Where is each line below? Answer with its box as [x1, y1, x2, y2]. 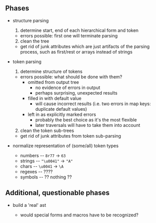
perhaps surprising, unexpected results [35, 90, 118, 96]
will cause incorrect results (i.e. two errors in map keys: [35, 101, 151, 107]
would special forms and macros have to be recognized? [20, 212, 139, 218]
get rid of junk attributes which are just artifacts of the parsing [20, 43, 150, 50]
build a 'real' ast [12, 202, 47, 208]
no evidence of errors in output [35, 84, 100, 91]
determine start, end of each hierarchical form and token [20, 27, 139, 33]
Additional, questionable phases [5, 189, 110, 197]
